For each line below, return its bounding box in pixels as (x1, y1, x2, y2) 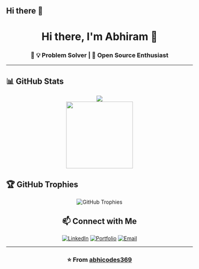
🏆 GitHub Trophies (6, 179, 79, 190)
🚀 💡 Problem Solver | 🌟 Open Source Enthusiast (30, 51, 169, 59)
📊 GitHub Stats (6, 77, 64, 87)
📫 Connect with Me (62, 216, 137, 226)
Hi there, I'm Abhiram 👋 (41, 30, 158, 43)
